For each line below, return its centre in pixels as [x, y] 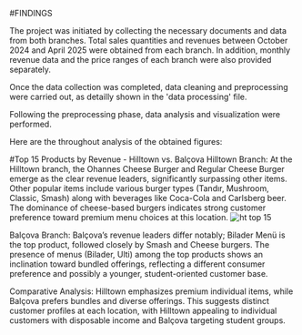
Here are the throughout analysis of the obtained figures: [116, 142]
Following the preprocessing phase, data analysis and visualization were [145, 114]
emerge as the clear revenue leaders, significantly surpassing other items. [149, 178]
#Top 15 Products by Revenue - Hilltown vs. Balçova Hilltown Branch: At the [151, 159]
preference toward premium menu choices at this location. [119, 217]
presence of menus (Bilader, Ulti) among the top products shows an [136, 254]
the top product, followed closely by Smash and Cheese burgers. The [140, 244]
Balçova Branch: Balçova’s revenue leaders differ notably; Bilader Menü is [147, 235]
